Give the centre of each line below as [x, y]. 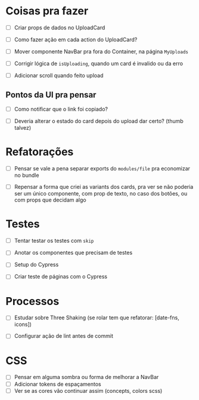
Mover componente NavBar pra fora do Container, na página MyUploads [101, 51]
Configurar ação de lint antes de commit [64, 336]
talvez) [23, 128]
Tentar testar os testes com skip [54, 241]
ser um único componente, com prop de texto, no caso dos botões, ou [101, 194]
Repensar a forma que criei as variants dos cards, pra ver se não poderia [104, 187]
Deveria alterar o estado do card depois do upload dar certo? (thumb [99, 121]
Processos [32, 301]
